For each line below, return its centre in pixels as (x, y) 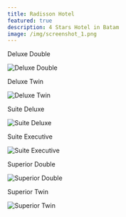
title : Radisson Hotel (41, 14)
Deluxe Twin (26, 82)
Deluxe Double (29, 54)
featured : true (30, 21)
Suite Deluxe (26, 109)
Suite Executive (30, 137)
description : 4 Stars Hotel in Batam (63, 27)
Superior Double (31, 164)
